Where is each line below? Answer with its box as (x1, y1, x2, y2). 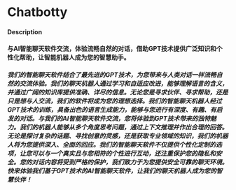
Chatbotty (7, 4, 68, 20)
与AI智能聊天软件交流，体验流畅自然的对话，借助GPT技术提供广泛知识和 (7, 45, 217, 53)
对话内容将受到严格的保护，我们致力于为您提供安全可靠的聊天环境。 (31, 158, 228, 166)
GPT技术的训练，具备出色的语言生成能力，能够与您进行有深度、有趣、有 (7, 105, 216, 114)
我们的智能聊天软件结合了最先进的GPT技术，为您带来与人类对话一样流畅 (7, 71, 216, 79)
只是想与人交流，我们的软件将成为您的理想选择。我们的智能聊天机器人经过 (7, 96, 222, 105)
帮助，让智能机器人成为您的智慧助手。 (19, 53, 130, 61)
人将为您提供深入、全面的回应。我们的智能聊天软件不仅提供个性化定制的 (7, 140, 216, 149)
